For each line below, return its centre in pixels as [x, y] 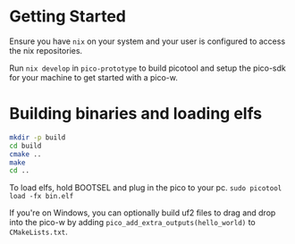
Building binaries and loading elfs [135, 114]
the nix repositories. [46, 50]
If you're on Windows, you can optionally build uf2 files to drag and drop [143, 213]
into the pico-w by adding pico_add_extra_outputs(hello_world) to [133, 223]
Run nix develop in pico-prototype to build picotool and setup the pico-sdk [147, 68]
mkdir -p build [38, 137]
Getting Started [68, 17]
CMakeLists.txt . [39, 232]
